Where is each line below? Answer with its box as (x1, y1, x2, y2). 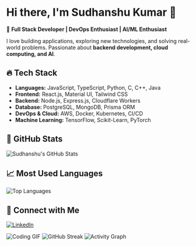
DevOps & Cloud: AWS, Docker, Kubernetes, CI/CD (15, 109, 143, 117)
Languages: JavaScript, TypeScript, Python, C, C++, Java (15, 84, 161, 91)
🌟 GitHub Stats (6, 134, 63, 145)
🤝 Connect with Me (6, 205, 80, 215)
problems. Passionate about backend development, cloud (21, 44, 169, 51)
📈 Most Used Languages (6, 168, 103, 179)
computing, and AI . (6, 50, 56, 57)
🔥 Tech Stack (6, 68, 58, 78)
